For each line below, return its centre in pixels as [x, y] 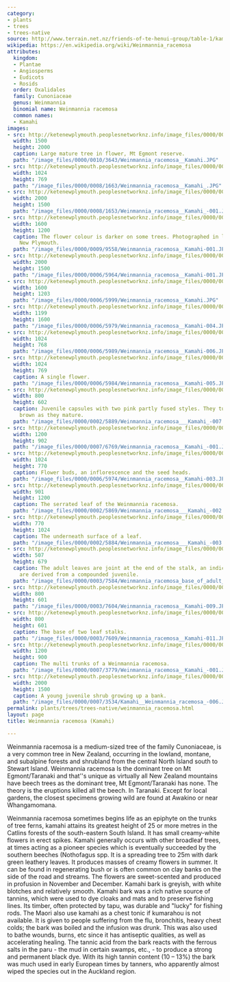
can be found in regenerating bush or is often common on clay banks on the [114, 869]
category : [21, 13]
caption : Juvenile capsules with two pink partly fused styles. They [114, 409]
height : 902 [30, 441]
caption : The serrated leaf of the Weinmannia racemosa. [96, 505]
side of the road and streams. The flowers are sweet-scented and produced [114, 876]
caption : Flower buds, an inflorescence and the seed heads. [102, 472]
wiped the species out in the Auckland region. [72, 971]
